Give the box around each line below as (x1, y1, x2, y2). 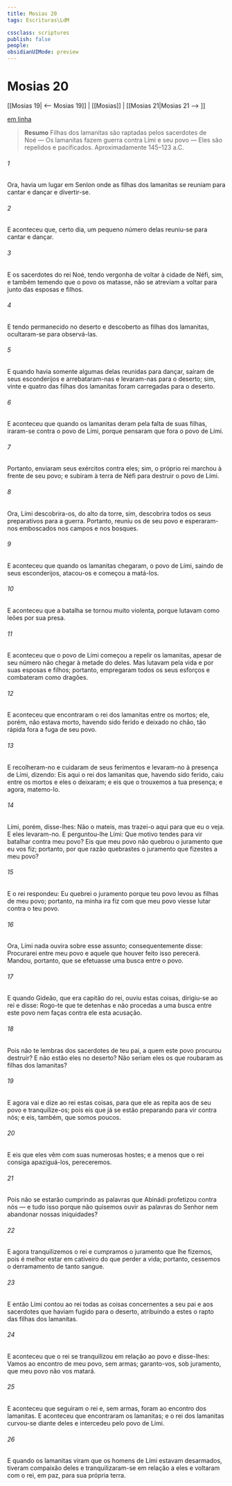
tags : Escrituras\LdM (7, 17, 70, 24)
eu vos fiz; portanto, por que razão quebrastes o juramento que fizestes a (7, 844, 218, 853)
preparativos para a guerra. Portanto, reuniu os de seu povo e (7, 516, 184, 525)
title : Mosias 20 (7, 10, 57, 17)
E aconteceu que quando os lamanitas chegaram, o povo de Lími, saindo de (7, 561, 224, 570)
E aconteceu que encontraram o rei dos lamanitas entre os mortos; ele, (7, 710, 210, 719)
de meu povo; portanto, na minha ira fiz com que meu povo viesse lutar (7, 897, 211, 905)
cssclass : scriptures (7, 29, 70, 36)
